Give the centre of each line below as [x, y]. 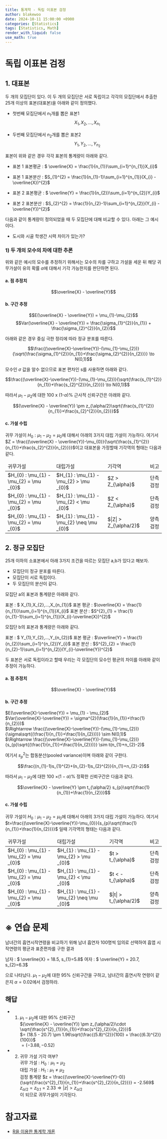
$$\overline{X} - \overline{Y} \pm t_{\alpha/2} [64, 787]
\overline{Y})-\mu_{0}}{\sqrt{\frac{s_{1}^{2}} [104, 442]
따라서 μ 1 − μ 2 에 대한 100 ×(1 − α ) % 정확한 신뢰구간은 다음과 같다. [69, 777]
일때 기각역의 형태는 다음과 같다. [90, 829]
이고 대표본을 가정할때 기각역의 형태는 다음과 [118, 448]
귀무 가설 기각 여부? [39, 1056]
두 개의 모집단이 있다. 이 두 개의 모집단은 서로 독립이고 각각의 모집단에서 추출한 [81, 96]
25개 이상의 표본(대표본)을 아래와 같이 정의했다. [51, 103]
